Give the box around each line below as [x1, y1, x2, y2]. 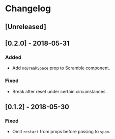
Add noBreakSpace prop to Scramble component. [12, 65, 111, 71]
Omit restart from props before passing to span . [12, 129, 111, 135]
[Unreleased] [5, 23, 47, 31]
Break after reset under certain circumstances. [12, 88, 107, 94]
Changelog [5, 3, 51, 14]
